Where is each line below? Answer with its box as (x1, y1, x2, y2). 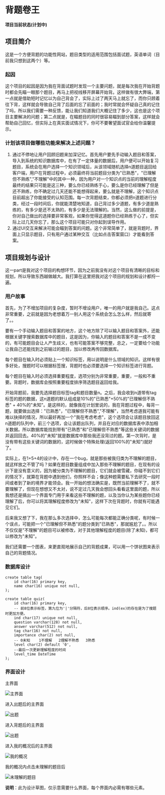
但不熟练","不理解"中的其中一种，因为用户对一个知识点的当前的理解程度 (12, 176, 157, 182)
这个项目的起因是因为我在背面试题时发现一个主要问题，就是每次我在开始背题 (5, 83, 160, 89)
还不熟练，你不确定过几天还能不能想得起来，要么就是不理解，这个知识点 (12, 189, 159, 194)
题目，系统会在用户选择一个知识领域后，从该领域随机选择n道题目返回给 (12, 164, 157, 170)
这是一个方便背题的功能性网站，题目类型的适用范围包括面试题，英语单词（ (5, 51, 156, 57)
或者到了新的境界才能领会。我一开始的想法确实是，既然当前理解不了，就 (9, 480, 156, 486)
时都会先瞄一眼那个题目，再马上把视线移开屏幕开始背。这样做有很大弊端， (5, 89, 156, 95)
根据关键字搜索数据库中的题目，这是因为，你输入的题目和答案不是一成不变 (5, 334, 156, 340)
